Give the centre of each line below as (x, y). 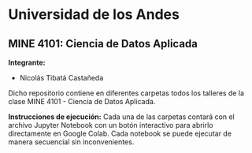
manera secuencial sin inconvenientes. (71, 142)
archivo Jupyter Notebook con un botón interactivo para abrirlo (111, 125)
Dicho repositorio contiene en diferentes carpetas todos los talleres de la (126, 93)
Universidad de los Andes (94, 15)
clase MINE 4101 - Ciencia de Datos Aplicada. (82, 101)
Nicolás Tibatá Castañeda (61, 78)
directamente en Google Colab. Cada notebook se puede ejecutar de (120, 133)
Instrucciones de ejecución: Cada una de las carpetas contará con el (121, 117)
